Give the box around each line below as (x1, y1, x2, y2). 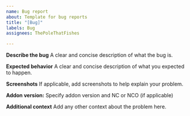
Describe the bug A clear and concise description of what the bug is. (6, 52, 173, 59)
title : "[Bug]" (6, 19, 43, 25)
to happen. (6, 69, 32, 76)
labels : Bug (6, 25, 35, 31)
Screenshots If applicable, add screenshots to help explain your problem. (6, 80, 184, 88)
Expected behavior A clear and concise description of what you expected (6, 63, 185, 70)
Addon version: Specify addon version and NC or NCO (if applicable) (6, 92, 174, 99)
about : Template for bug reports (6, 14, 88, 20)
